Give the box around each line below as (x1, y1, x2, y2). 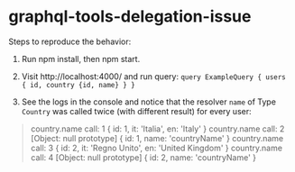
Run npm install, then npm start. (21, 53, 141, 64)
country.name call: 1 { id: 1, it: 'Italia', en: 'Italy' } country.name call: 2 (30, 123, 285, 134)
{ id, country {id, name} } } (21, 80, 136, 89)
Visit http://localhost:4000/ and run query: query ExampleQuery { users (21, 70, 286, 82)
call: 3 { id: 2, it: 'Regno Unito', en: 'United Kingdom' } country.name (30, 142, 283, 153)
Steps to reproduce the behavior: (8, 36, 132, 47)
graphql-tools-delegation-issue (8, 6, 252, 27)
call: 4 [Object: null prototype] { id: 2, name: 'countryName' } (30, 151, 257, 163)
